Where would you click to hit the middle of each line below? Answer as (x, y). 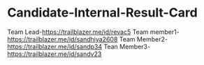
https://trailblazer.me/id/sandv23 (54, 54)
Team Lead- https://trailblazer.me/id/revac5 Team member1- (93, 32)
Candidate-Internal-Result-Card (102, 13)
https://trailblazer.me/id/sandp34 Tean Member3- (79, 46)
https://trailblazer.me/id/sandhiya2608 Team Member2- (87, 39)
